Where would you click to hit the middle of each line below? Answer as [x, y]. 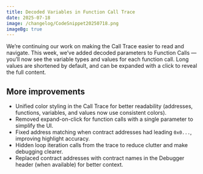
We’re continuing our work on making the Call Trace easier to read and [95, 46]
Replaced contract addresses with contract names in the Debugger [100, 158]
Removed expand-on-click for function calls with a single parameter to [104, 119]
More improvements [46, 91]
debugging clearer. [39, 152]
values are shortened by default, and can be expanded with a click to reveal [102, 66]
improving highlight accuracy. [53, 139]
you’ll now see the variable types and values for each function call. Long [98, 59]
